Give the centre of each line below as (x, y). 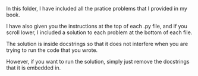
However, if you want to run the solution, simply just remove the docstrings (98, 62)
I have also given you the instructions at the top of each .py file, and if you (97, 26)
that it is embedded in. (34, 68)
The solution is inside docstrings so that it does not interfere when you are (97, 44)
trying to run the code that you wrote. (52, 50)
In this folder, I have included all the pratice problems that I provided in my (97, 9)
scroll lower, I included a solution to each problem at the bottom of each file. (99, 32)
